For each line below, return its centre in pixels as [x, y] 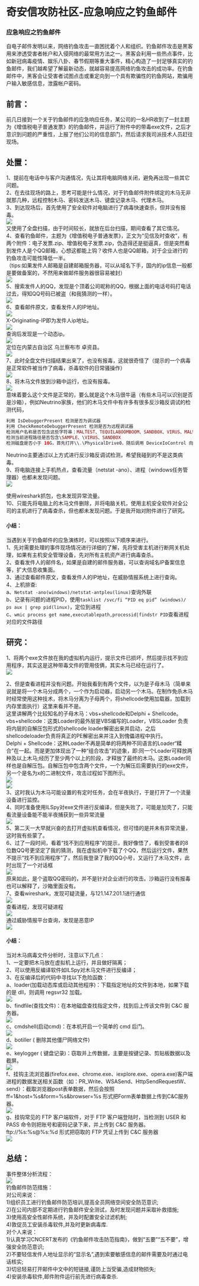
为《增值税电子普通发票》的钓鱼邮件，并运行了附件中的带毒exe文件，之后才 [99, 127]
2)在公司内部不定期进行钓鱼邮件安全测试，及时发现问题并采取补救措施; [92, 1209]
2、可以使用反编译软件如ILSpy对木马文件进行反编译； [72, 970]
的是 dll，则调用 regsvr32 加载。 [46, 992]
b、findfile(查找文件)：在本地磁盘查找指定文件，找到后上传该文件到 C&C [94, 1005]
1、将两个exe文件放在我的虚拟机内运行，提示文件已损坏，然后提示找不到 [95, 658]
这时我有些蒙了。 [27, 835]
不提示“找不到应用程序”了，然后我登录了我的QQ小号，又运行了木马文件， [95, 857]
